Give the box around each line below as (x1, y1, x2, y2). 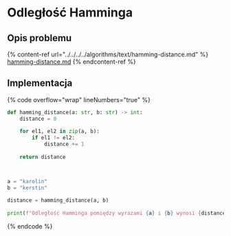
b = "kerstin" (7, 184, 48, 191)
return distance (19, 153, 67, 161)
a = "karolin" (7, 178, 48, 185)
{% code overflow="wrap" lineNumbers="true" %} (7, 95, 151, 104)
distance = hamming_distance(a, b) (7, 197, 109, 204)
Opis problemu (7, 32, 72, 44)
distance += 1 (43, 141, 85, 148)
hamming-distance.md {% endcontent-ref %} (7, 58, 136, 66)
